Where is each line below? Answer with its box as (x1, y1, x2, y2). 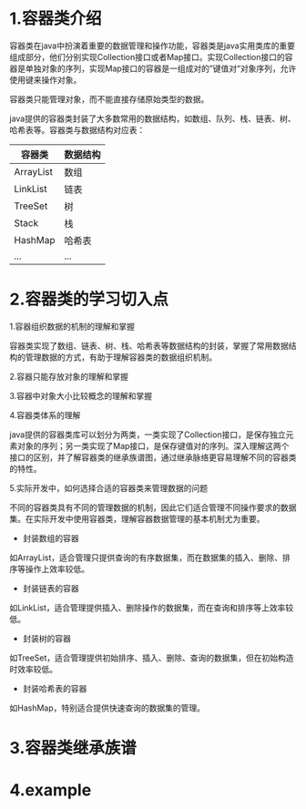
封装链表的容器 (22, 582, 79, 593)
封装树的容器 (22, 632, 71, 643)
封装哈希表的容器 (22, 682, 87, 693)
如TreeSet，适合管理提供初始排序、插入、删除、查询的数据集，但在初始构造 (9, 652, 294, 663)
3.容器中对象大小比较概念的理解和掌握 (9, 390, 153, 401)
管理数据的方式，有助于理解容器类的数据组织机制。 (25, 352, 217, 363)
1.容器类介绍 (9, 8, 102, 29)
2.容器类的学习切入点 (9, 289, 168, 310)
